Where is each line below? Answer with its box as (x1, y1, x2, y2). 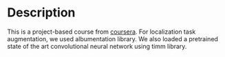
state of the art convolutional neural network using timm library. (7, 42, 187, 50)
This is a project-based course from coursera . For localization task (7, 27, 196, 36)
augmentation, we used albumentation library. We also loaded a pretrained (7, 34, 219, 43)
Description (7, 5, 76, 21)
